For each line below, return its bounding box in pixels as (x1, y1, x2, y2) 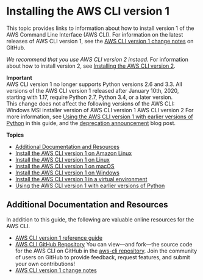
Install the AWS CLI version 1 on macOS (15, 162, 115, 170)
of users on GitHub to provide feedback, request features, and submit (15, 253, 190, 260)
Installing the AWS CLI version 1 (6, 4, 169, 18)
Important (6, 74, 32, 81)
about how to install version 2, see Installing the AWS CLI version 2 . (6, 62, 176, 70)
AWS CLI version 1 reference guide (15, 234, 102, 242)
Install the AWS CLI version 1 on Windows (15, 169, 120, 176)
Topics (6, 131, 24, 138)
